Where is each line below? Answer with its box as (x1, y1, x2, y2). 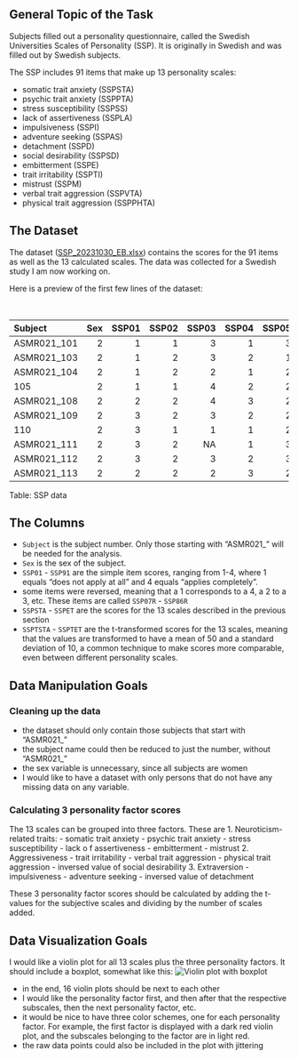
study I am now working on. (9, 266, 111, 277)
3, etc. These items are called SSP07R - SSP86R (21, 596, 188, 606)
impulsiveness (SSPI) (21, 122, 100, 132)
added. (9, 907, 35, 919)
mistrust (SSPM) (21, 178, 82, 189)
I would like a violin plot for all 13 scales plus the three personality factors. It (9, 957, 286, 967)
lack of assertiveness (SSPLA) (21, 112, 133, 123)
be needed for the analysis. (21, 549, 122, 559)
